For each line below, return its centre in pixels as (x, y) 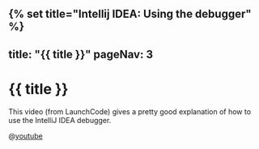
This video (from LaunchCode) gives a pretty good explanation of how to (130, 111)
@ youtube (25, 136)
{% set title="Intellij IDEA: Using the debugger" (130, 14)
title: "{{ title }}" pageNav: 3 (81, 54)
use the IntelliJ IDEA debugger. (60, 120)
